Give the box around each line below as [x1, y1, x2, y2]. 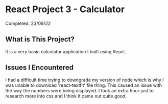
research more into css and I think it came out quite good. [5, 93, 127, 99]
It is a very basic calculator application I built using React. [5, 48, 127, 54]
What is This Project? [5, 35, 75, 44]
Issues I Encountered [5, 63, 74, 72]
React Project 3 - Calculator [5, 4, 125, 15]
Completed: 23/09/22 [5, 20, 51, 26]
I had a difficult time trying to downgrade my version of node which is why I [5, 77, 164, 83]
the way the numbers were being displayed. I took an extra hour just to [5, 87, 154, 93]
